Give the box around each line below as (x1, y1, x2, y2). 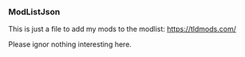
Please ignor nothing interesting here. (8, 40, 132, 49)
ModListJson (8, 6, 61, 17)
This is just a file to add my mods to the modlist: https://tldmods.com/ (8, 25, 237, 34)
